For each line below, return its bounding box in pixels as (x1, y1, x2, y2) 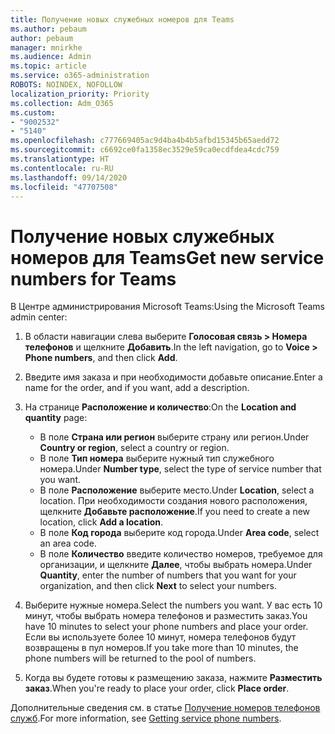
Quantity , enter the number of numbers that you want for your (39, 569, 297, 581)
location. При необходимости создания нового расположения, (39, 495, 308, 507)
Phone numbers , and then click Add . (24, 352, 178, 364)
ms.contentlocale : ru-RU (10, 163, 114, 173)
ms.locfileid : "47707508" (10, 182, 118, 192)
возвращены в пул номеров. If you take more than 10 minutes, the (24, 642, 299, 654)
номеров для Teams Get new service (10, 246, 325, 269)
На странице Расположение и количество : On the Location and (24, 401, 297, 413)
